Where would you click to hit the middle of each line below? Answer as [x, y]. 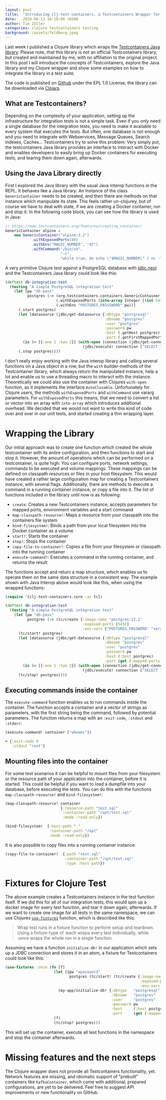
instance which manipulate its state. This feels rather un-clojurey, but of [78, 201]
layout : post [19, 10]
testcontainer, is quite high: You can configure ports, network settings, [77, 463]
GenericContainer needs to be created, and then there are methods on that [81, 196]
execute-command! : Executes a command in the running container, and [83, 557]
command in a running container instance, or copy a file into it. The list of [80, 489]
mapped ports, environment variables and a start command [73, 509]
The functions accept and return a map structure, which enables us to [76, 572]
